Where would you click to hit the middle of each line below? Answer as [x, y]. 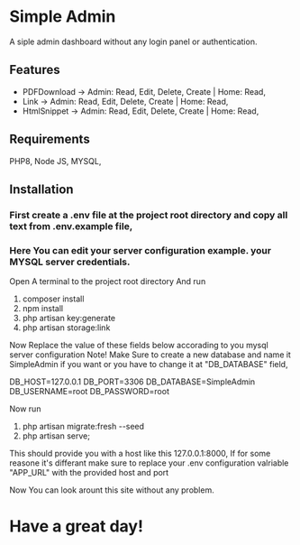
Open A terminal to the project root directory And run [108, 282]
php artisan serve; [56, 436]
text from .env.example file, [71, 226]
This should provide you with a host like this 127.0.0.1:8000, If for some [140, 454]
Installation [41, 189]
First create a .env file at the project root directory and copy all [149, 215]
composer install [53, 299]
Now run [25, 409]
